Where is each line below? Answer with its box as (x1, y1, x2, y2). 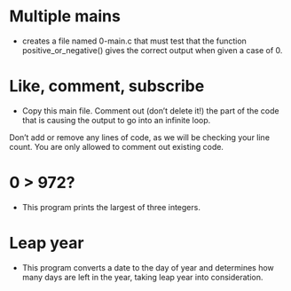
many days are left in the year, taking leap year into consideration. (21, 271, 263, 282)
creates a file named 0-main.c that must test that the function (21, 35, 247, 46)
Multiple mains (9, 6, 122, 27)
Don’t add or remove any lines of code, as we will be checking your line (9, 131, 271, 143)
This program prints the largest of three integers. (21, 201, 201, 212)
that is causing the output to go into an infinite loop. (21, 114, 211, 125)
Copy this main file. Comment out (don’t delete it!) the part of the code (21, 105, 279, 116)
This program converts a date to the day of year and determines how (21, 262, 275, 272)
